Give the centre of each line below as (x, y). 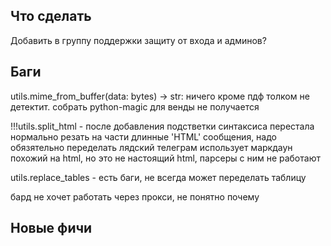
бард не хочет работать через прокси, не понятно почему (135, 196)
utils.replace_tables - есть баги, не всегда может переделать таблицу (158, 177)
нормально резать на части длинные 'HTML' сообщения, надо (143, 136)
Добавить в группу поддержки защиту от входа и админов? (138, 40)
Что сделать (51, 16)
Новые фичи (51, 228)
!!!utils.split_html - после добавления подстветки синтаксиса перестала (162, 126)
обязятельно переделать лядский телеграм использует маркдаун (151, 147)
